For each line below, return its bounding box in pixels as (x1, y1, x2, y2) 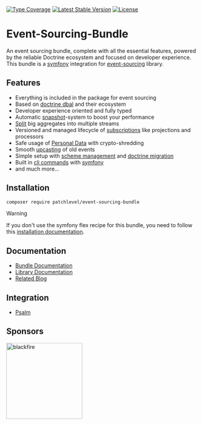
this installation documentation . (6, 228, 85, 236)
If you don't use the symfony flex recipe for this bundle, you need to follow (6, 222, 193, 229)
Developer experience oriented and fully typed (15, 107, 132, 114)
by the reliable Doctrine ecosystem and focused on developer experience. (6, 54, 192, 61)
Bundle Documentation (15, 262, 73, 269)
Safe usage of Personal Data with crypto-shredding (15, 139, 144, 146)
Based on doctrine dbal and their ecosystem (15, 100, 126, 108)
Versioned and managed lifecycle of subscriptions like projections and (15, 126, 191, 133)
